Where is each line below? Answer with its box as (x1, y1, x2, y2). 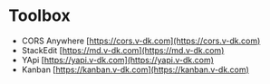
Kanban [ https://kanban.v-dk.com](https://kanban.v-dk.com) (21, 64, 250, 75)
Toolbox (8, 5, 71, 26)
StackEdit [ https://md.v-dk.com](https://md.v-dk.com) (21, 44, 225, 55)
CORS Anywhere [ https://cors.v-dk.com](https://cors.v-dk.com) (21, 35, 261, 46)
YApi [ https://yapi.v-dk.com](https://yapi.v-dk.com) (21, 54, 215, 65)
